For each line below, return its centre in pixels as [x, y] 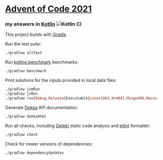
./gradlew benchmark [26, 71]
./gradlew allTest [24, 53]
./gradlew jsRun [21, 94]
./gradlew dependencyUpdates [34, 153]
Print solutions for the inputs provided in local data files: [61, 80]
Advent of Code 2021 [49, 9]
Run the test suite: [23, 44]
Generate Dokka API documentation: [41, 107]
